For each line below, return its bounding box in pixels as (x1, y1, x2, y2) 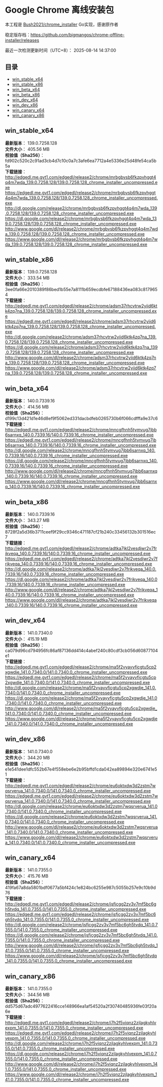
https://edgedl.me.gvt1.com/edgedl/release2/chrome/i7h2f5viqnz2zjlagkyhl (5, 1030, 156, 1036)
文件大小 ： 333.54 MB (5, 275, 50, 281)
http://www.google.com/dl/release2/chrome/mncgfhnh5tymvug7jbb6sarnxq (5, 468, 158, 474)
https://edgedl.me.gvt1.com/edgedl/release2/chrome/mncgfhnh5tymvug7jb (5, 437, 157, 443)
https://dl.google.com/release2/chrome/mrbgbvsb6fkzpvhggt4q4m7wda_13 (5, 215, 157, 221)
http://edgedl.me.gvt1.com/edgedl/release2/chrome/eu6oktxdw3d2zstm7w (5, 782, 156, 789)
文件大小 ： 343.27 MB (5, 517, 50, 523)
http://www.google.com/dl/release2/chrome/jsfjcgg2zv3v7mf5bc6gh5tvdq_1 (5, 942, 158, 948)
